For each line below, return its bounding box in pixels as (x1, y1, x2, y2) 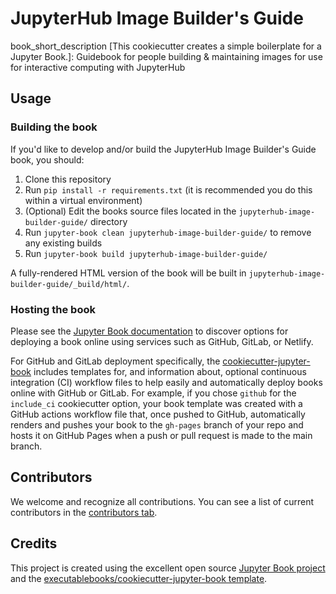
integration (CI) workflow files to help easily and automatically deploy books (10, 376, 323, 388)
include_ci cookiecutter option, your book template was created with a (10, 397, 303, 409)
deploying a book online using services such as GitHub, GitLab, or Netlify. (10, 335, 314, 347)
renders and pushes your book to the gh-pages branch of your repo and (10, 418, 304, 431)
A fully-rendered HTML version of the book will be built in (10, 267, 247, 279)
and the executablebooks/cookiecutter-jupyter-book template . (10, 572, 268, 584)
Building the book (10, 120, 98, 134)
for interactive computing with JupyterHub (10, 61, 186, 73)
